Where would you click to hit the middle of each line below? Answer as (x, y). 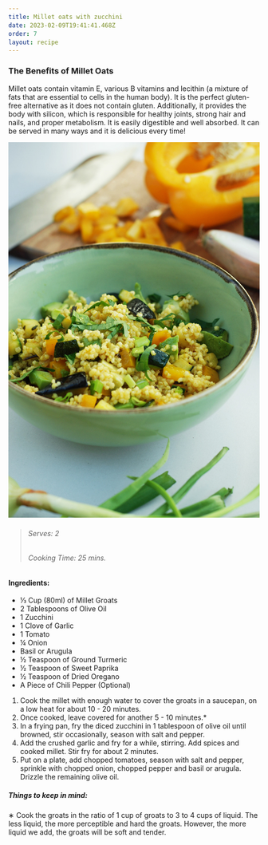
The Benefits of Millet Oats (61, 71)
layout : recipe (33, 42)
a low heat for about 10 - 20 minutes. (80, 709)
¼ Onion (33, 643)
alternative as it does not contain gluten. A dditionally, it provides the (135, 105)
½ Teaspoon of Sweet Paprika (69, 668)
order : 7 (23, 34)
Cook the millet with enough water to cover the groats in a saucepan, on (138, 701)
